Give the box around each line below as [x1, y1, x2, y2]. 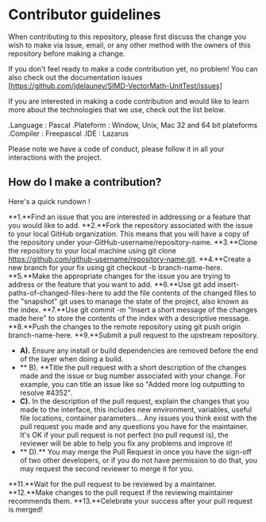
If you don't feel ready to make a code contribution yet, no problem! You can [8, 64, 258, 73]
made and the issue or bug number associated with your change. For [19, 371, 246, 381]
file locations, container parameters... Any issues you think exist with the [19, 413, 257, 423]
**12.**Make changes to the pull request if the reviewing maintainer [8, 487, 233, 497]
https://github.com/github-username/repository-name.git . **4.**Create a [8, 254, 252, 264]
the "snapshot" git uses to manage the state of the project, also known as [8, 296, 249, 306]
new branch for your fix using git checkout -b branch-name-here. [8, 262, 223, 272]
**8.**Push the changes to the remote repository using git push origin [8, 322, 241, 331]
